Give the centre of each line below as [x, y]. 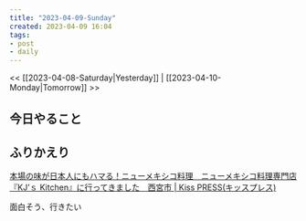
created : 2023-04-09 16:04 [61, 26]
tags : [20, 35]
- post [22, 43]
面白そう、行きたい [46, 207]
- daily [24, 52]
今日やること [46, 118]
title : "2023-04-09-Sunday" [63, 18]
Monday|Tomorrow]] [48, 88]
